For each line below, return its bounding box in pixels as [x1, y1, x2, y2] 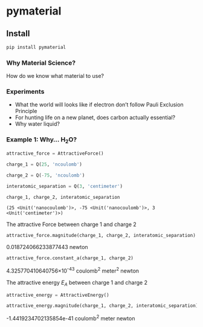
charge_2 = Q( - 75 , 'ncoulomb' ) [6, 172, 85, 178]
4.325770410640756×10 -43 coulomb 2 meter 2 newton [6, 266, 140, 274]
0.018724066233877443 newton [6, 244, 89, 251]
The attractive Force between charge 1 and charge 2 [6, 221, 137, 228]
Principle [14, 108, 37, 115]
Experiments [6, 88, 45, 96]
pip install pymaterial [6, 44, 66, 50]
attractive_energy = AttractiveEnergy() [6, 292, 110, 298]
